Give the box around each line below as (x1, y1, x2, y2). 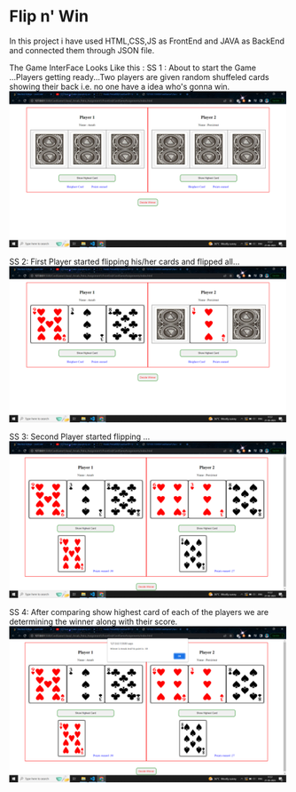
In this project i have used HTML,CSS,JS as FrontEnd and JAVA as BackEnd (9, 36, 285, 46)
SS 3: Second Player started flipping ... (9, 431, 151, 442)
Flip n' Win (9, 6, 89, 27)
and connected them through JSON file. (9, 44, 155, 55)
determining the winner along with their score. (9, 616, 178, 627)
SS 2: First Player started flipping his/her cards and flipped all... (9, 256, 240, 268)
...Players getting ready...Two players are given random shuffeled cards (9, 71, 270, 82)
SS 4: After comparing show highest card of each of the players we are (9, 606, 269, 617)
